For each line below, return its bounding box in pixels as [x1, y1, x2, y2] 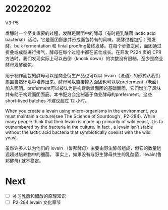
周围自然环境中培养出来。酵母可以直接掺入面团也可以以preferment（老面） [5, 79, 161, 85]
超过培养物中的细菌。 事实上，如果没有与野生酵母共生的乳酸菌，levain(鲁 [9, 151, 162, 157]
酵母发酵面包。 [5, 62, 36, 68]
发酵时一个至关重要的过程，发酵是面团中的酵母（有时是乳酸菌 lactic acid [5, 30, 156, 36]
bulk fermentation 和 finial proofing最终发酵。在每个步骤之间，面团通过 [14, 42, 162, 48]
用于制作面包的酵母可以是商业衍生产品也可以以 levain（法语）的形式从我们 [5, 72, 160, 78]
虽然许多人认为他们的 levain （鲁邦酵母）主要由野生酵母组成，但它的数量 [5, 145, 157, 151]
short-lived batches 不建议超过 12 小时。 [5, 97, 90, 103]
